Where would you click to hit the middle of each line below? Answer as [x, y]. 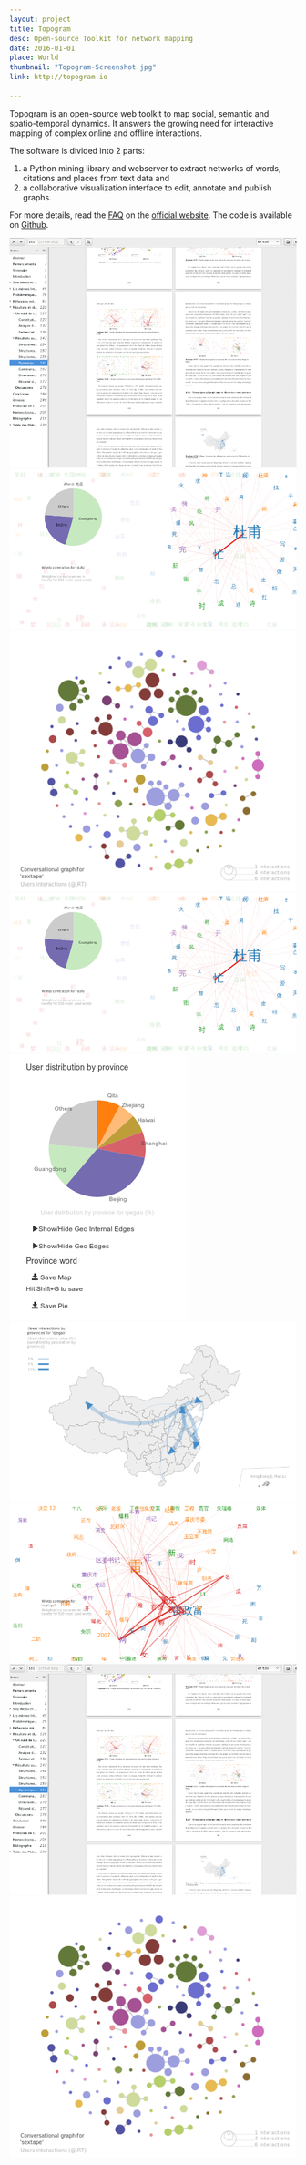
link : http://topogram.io [58, 77]
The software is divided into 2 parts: [77, 150]
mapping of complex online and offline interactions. [106, 133]
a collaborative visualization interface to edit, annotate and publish [147, 188]
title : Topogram [40, 29]
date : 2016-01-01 [42, 48]
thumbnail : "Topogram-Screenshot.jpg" [83, 67]
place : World [34, 58]
